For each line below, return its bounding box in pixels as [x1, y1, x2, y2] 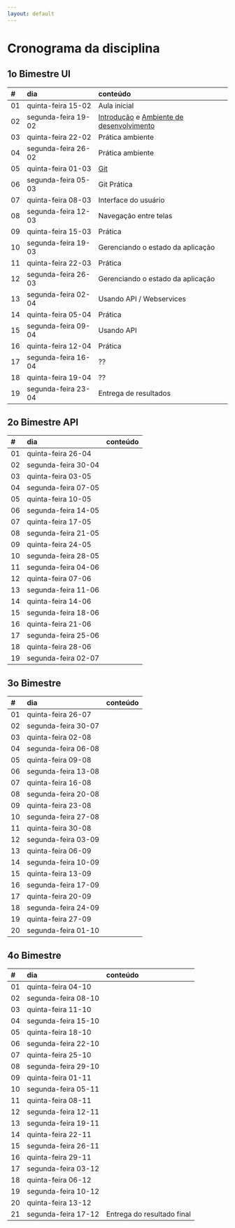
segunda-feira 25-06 [27, 631, 100, 641]
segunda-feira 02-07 [27, 653, 100, 663]
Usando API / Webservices [98, 294, 187, 304]
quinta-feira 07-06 [27, 574, 92, 584]
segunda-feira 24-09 [27, 903, 100, 913]
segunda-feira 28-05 [27, 551, 100, 561]
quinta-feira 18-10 [27, 1027, 92, 1037]
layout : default [7, 10, 55, 17]
